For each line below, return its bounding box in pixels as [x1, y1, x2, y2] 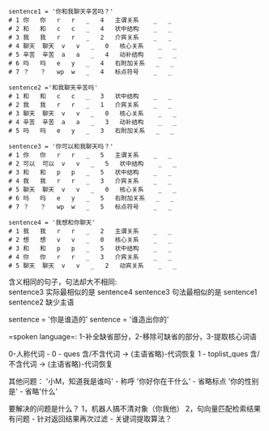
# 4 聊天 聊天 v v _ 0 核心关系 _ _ [8, 42, 177, 50]
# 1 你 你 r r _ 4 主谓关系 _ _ [8, 16, 172, 24]
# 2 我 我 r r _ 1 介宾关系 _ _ [8, 101, 172, 109]
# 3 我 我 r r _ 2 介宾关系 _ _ [8, 33, 172, 41]
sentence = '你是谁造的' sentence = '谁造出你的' [8, 315, 169, 324]
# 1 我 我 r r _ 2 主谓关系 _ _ [8, 227, 172, 235]
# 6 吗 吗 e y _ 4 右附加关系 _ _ [8, 59, 174, 67]
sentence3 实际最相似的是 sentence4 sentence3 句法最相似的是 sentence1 [8, 287, 258, 296]
